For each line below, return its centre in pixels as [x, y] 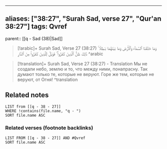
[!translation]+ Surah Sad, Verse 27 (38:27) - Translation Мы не [82, 64]
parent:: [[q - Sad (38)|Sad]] [34, 38]
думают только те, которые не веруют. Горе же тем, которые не [85, 74]
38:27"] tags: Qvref [36, 27]
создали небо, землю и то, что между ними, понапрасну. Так [82, 69]
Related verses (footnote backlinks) [49, 128]
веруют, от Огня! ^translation [47, 79]
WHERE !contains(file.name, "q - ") [43, 111]
